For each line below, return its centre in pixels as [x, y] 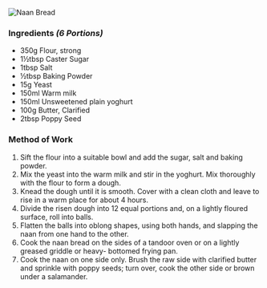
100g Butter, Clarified [55, 110]
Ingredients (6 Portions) [56, 33]
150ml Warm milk [48, 93]
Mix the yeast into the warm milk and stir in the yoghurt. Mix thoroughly [138, 174]
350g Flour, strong [51, 51]
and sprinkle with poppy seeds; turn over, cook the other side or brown [137, 268]
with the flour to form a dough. [71, 183]
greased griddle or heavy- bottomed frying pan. [99, 251]
